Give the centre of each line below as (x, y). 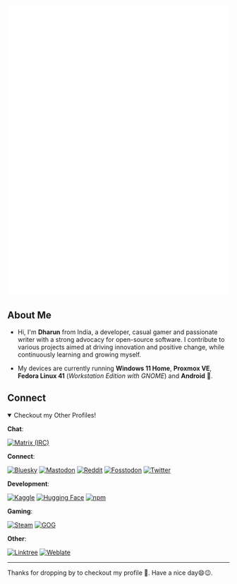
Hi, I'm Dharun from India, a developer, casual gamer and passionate (117, 332)
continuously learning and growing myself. (79, 354)
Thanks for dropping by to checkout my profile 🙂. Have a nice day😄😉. (110, 573)
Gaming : (20, 511)
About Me (29, 315)
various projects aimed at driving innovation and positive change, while (121, 347)
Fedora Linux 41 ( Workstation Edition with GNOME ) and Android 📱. (115, 376)
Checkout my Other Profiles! (55, 415)
